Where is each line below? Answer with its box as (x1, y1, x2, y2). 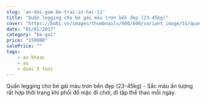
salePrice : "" (6, 43, 43, 49)
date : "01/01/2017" (6, 26, 56, 32)
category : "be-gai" (6, 32, 56, 38)
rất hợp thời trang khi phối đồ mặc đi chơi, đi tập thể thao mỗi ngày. (6, 89, 177, 97)
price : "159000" (6, 37, 48, 43)
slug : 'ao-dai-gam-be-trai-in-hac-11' (6, 9, 105, 15)
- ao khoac (17, 54, 45, 60)
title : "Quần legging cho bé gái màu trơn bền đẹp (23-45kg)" (6, 15, 169, 21)
